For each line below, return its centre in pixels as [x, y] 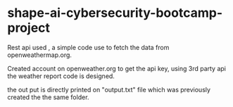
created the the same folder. [48, 97]
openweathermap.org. [40, 55]
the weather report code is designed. [61, 76]
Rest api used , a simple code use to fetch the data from [88, 47]
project [29, 28]
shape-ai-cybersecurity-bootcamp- [115, 13]
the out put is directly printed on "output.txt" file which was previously [109, 89]
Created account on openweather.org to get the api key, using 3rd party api [117, 68]
